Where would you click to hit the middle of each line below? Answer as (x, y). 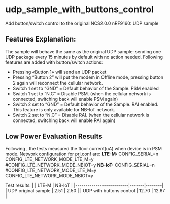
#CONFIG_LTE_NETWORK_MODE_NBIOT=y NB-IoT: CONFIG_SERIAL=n (80, 165)
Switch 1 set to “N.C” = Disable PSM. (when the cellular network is (82, 93)
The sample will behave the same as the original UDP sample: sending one (83, 51)
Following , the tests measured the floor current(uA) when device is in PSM (84, 148)
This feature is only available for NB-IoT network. (64, 109)
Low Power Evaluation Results (54, 136)
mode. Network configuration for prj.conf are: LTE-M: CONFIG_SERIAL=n (82, 154)
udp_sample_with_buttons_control (79, 9)
